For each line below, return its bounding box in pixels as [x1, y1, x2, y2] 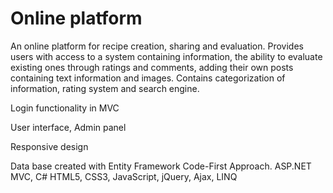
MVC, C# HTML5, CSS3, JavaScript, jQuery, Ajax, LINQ [10, 170, 238, 182]
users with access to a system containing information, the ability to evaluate [10, 50, 323, 62]
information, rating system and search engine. [10, 82, 200, 94]
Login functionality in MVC [10, 102, 120, 114]
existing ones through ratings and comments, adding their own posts [10, 61, 294, 73]
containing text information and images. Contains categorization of [10, 72, 286, 84]
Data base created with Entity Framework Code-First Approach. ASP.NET [10, 160, 312, 172]
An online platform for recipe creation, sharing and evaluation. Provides [10, 40, 304, 52]
